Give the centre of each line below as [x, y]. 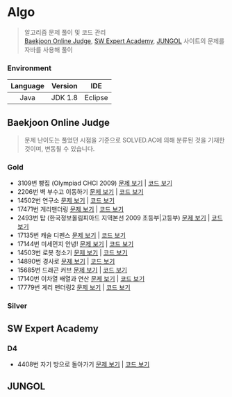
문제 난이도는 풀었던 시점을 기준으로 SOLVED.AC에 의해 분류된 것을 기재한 [124, 140]
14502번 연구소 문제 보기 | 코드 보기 [66, 201]
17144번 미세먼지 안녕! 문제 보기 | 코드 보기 [75, 244]
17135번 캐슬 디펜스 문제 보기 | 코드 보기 [72, 235]
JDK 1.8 [65, 98]
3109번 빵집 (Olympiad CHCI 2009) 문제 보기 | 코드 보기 [94, 183]
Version [64, 86]
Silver [17, 306]
